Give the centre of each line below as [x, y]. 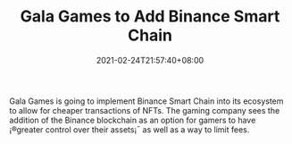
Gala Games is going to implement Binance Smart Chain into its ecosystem [146, 101]
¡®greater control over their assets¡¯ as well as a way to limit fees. [129, 129]
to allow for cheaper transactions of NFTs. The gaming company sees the [145, 110]
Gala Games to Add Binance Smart [150, 17]
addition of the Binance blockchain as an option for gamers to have [133, 120]
